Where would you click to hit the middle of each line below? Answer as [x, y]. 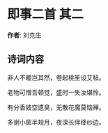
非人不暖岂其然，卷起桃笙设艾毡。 [56, 77]
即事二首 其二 [45, 14]
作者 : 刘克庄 [24, 35]
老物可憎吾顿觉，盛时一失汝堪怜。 [56, 92]
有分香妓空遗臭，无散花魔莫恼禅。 [56, 107]
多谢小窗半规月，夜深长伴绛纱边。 [56, 122]
